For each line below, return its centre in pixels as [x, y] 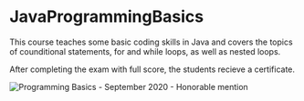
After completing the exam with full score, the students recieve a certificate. [152, 69]
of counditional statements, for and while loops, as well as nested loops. [145, 51]
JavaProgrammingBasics [106, 17]
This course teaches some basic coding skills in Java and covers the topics [152, 42]
